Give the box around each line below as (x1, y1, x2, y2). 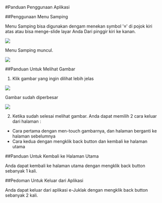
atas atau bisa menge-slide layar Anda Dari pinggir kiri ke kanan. (5, 29, 136, 34)
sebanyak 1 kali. (5, 168, 37, 174)
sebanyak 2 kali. (5, 192, 38, 198)
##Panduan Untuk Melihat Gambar (5, 66, 75, 72)
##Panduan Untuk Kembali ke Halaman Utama (5, 153, 99, 159)
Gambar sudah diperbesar (5, 95, 59, 100)
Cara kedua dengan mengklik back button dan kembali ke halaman (12, 138, 148, 144)
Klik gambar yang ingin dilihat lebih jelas (12, 76, 94, 81)
